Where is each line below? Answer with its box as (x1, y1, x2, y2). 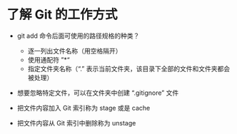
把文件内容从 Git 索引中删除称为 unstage (16, 118, 136, 127)
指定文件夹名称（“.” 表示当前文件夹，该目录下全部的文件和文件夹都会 (27, 64, 230, 73)
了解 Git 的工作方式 (6, 6, 118, 23)
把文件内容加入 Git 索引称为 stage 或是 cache (16, 103, 151, 112)
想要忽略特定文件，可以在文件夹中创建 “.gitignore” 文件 (16, 88, 179, 97)
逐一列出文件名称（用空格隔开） (27, 46, 122, 55)
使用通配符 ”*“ (27, 55, 70, 64)
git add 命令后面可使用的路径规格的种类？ (16, 31, 140, 40)
